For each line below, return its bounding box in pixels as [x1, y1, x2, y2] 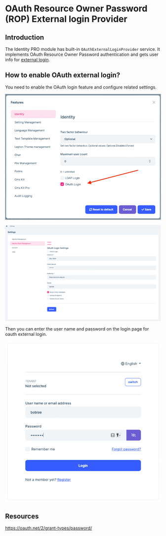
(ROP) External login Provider [5, 13, 127, 25]
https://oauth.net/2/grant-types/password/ [5, 525, 92, 531]
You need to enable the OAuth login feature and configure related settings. [5, 84, 157, 90]
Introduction [5, 33, 44, 41]
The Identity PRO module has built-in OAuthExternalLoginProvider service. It [5, 46, 161, 52]
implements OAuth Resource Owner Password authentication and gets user [5, 51, 159, 57]
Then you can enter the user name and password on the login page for [5, 326, 149, 332]
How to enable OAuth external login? [5, 71, 121, 80]
